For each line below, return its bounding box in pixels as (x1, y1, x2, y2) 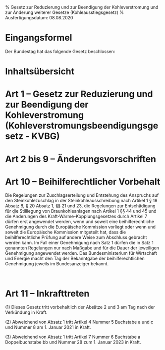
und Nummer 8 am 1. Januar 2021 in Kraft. (5, 324, 91, 330)
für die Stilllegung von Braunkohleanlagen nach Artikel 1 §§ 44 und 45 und (5, 208, 157, 214)
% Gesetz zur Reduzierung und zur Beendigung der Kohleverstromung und (5, 4, 159, 10)
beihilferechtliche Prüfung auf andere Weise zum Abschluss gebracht (5, 234, 147, 240)
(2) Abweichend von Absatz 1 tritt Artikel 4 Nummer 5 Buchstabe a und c (5, 319, 154, 325)
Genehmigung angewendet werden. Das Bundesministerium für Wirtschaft (5, 250, 157, 256)
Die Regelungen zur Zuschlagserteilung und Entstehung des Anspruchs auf (5, 192, 159, 198)
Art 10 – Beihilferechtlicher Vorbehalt (5, 176, 161, 187)
